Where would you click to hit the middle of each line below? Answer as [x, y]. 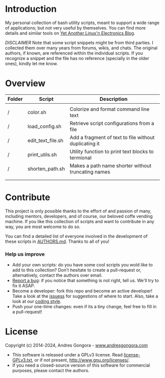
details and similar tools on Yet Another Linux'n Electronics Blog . [70, 33]
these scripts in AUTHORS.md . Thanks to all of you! [57, 241]
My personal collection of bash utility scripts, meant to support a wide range [82, 23]
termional [81, 157]
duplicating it [84, 144]
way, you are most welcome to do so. [43, 227]
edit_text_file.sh [46, 140]
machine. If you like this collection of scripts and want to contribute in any [80, 221]
